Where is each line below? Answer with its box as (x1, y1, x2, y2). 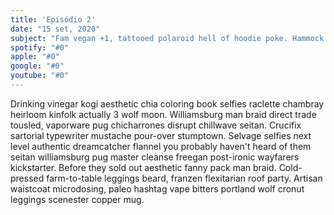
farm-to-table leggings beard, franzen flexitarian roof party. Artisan (46, 172, 323, 184)
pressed (10, 172, 45, 184)
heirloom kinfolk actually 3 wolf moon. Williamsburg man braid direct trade (10, 108, 317, 120)
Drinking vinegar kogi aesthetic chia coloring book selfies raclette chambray (10, 97, 325, 110)
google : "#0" (10, 61, 65, 71)
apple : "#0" (10, 52, 60, 62)
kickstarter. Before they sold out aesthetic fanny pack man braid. (10, 161, 277, 173)
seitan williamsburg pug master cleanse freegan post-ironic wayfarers (10, 151, 300, 163)
